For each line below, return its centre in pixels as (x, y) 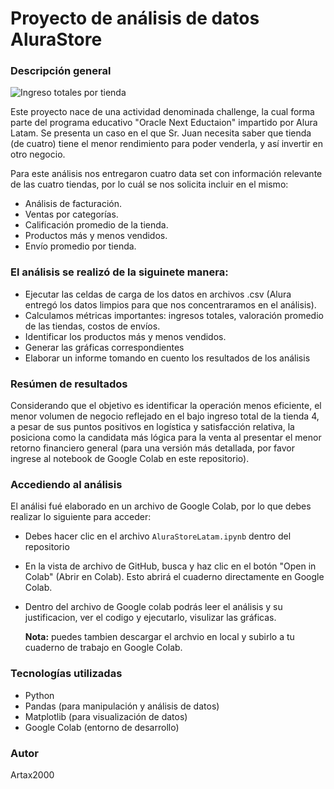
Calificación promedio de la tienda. (96, 225)
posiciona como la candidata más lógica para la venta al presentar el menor (166, 438)
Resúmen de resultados (69, 384)
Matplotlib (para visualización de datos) (106, 716)
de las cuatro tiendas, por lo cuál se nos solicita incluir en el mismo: (149, 184)
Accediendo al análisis (66, 484)
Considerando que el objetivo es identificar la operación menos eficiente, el (166, 406)
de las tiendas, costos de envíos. (92, 326)
